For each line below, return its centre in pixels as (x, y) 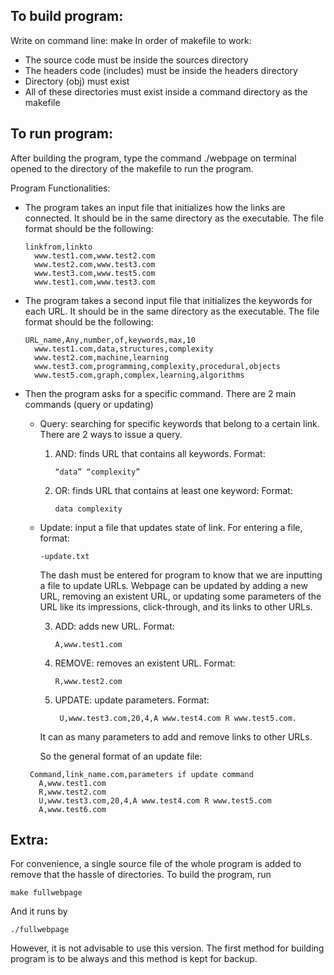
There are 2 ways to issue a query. (111, 434)
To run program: (61, 134)
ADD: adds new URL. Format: (114, 626)
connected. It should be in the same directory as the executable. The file (174, 218)
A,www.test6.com (72, 809)
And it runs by (39, 911)
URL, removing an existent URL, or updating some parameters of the (180, 596)
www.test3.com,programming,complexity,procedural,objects (157, 366)
